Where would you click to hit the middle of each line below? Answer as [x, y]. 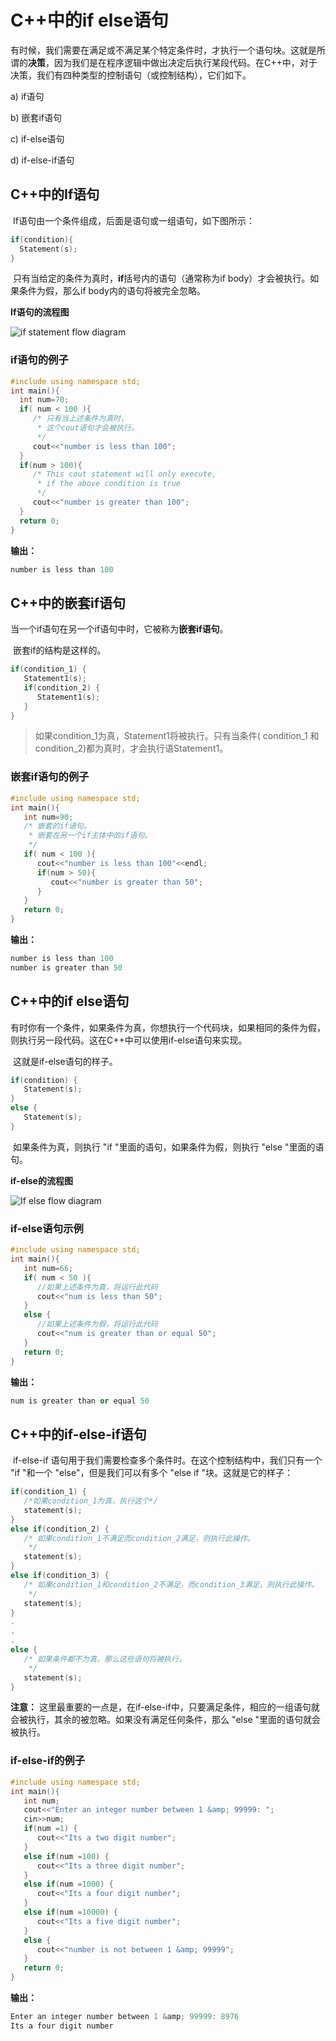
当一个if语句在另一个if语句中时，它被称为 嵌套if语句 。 [119, 629]
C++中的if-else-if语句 [78, 1434]
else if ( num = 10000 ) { [70, 1912]
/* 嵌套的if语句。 [57, 826]
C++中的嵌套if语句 [68, 602]
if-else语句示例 [47, 1228]
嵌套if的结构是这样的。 [59, 650]
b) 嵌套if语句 [36, 117]
